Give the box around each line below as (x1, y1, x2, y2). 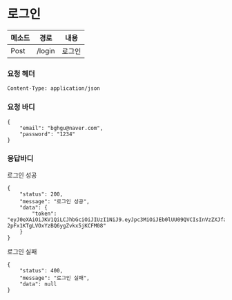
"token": (32, 210, 57, 217)
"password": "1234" (19, 131, 76, 138)
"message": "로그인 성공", (19, 198, 90, 205)
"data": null (19, 281, 57, 288)
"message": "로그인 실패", (19, 274, 90, 281)
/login (37, 46, 55, 55)
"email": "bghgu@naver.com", (19, 124, 104, 131)
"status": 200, (19, 191, 64, 198)
